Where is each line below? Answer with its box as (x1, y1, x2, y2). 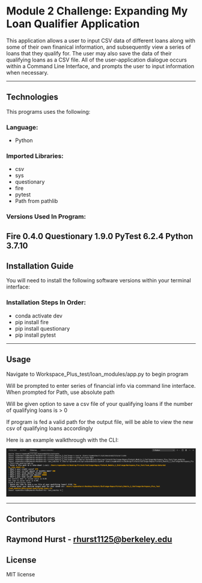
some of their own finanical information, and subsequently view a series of (6, 43, 191, 51)
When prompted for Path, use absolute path (6, 388, 115, 396)
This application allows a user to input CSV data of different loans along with (6, 37, 195, 44)
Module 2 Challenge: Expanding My (6, 4, 188, 18)
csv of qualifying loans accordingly (6, 425, 93, 432)
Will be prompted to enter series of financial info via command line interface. (6, 382, 196, 389)
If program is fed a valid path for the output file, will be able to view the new (6, 418, 194, 425)
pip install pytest (14, 331, 56, 338)
